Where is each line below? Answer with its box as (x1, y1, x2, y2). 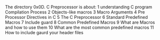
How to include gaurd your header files (5, 30, 84, 35)
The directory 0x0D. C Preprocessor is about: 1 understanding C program (5, 4, 152, 10)
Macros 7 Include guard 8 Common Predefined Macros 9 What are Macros (5, 19, 155, 25)
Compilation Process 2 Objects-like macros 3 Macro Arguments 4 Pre (5, 9, 145, 15)
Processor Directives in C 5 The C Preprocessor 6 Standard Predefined (5, 14, 148, 20)
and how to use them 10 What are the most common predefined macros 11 (5, 25, 154, 30)
